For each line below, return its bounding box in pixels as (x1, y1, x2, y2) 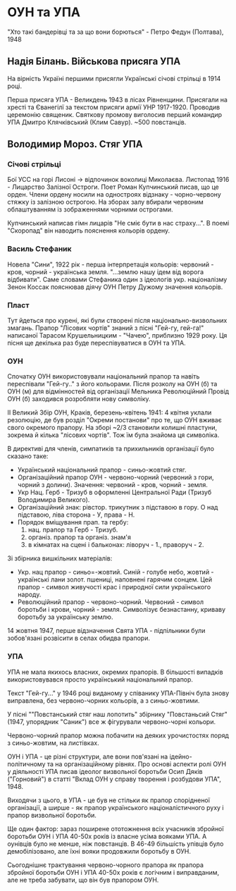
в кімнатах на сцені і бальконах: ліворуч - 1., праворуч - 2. (27, 541, 204, 549)
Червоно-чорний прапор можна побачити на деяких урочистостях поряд (7, 731, 229, 739)
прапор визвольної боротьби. (7, 811, 97, 819)
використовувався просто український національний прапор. (7, 675, 194, 684)
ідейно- (169, 752, 192, 761)
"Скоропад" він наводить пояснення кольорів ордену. (7, 226, 170, 235)
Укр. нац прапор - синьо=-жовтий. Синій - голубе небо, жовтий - (17, 568, 214, 577)
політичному (7, 759, 46, 768)
